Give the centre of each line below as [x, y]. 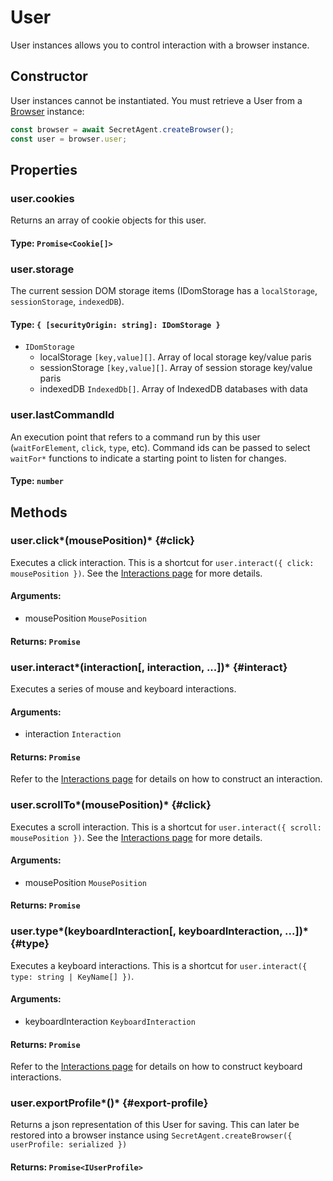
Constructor [49, 76]
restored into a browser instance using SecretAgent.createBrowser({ [151, 1135]
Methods [39, 512]
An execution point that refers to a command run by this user [135, 437]
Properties [44, 169]
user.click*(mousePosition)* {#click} [102, 541]
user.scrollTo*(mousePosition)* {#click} [111, 805]
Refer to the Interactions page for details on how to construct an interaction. [166, 779]
